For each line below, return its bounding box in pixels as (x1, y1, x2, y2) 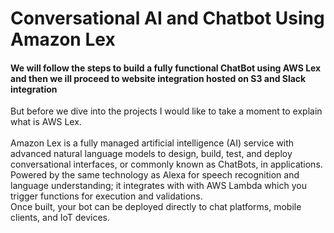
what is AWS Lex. (10, 116, 82, 128)
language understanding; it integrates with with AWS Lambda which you (10, 180, 307, 192)
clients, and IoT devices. (10, 212, 110, 224)
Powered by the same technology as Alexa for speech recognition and (10, 169, 300, 181)
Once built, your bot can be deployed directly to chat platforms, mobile (10, 201, 302, 213)
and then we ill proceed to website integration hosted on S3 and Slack (10, 72, 307, 84)
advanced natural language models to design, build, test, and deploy (10, 148, 293, 160)
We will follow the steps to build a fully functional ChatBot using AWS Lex (10, 62, 322, 74)
